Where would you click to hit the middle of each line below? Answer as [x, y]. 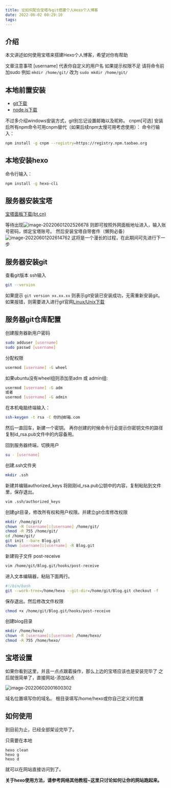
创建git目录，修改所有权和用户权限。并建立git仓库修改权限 [67, 512]
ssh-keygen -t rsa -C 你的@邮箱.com [43, 418]
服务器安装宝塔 [29, 201]
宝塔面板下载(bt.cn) [26, 214]
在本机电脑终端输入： [28, 408]
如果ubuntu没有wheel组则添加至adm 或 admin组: [57, 378]
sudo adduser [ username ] [32, 342]
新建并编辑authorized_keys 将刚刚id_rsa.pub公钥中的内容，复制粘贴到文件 [83, 485]
